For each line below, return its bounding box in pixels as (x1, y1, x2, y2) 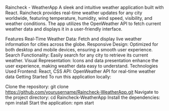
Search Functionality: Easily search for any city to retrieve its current (5, 52, 148, 58)
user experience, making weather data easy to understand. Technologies (5, 63, 158, 69)
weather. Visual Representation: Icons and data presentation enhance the (5, 58, 159, 63)
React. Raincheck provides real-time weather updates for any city (5, 10, 143, 16)
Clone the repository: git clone (5, 84, 69, 90)
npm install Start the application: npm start (5, 100, 94, 106)
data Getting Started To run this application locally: (5, 74, 112, 79)
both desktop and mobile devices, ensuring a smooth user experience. (5, 47, 153, 52)
